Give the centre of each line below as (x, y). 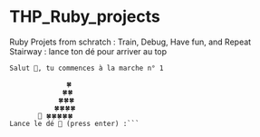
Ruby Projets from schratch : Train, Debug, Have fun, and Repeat (130, 42)
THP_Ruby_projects (85, 17)
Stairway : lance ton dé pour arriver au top (88, 51)
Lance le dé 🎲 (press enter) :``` (75, 123)
